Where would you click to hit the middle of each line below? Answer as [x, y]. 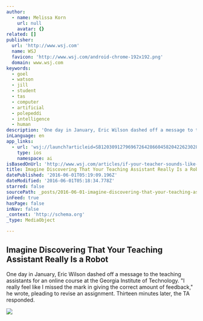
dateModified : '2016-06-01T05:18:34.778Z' [60, 181]
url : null [30, 23]
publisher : [20, 40]
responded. [21, 300]
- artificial [28, 108]
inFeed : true [23, 197]
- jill [20, 85]
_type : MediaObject [31, 220]
